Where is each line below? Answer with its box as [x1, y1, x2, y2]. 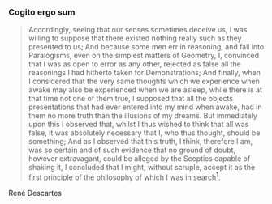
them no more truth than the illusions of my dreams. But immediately [28, 111, 258, 121]
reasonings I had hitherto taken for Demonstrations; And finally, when [28, 68, 261, 78]
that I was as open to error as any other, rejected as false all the [28, 59, 242, 69]
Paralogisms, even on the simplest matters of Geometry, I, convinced [28, 51, 260, 61]
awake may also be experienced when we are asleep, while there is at [28, 85, 262, 95]
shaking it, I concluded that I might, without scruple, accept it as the [28, 163, 256, 172]
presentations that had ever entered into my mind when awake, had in [28, 102, 262, 112]
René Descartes [8, 188, 63, 198]
